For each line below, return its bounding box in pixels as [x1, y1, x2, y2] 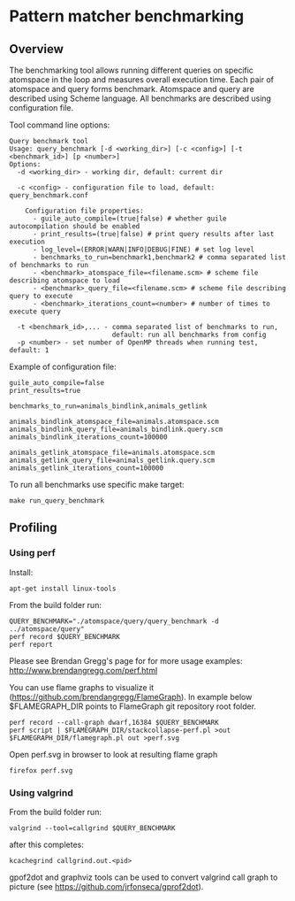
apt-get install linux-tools [9, 584, 117, 593]
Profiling [9, 520, 57, 535]
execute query [9, 307, 62, 316]
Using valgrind [9, 786, 73, 798]
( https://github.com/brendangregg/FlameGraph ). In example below [9, 691, 253, 702]
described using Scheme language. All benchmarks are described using [9, 93, 272, 104]
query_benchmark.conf [9, 191, 89, 200]
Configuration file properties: [25, 206, 144, 215]
